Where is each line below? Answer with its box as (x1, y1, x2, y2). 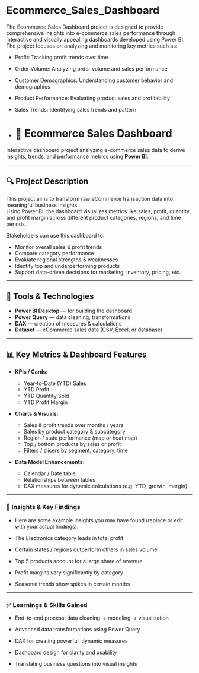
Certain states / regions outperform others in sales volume (14, 546, 158, 553)
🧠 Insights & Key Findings (6, 503, 81, 511)
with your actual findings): (14, 523, 79, 530)
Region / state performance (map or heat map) (23, 434, 137, 441)
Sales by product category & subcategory (23, 428, 126, 435)
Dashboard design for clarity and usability (14, 649, 117, 656)
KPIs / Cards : (14, 368, 48, 375)
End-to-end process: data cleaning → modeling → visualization (14, 614, 169, 621)
